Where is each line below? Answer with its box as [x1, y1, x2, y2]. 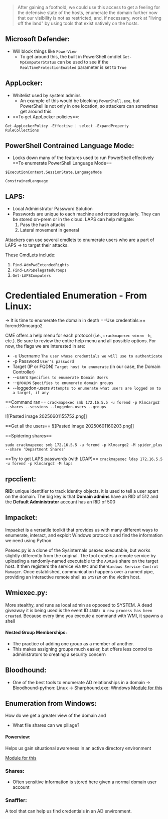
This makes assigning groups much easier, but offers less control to [12, 646, 153, 652]
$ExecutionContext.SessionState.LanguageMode [5, 170, 102, 175]
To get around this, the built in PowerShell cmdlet [20, 53, 122, 59]
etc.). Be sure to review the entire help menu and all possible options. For [5, 338, 156, 344]
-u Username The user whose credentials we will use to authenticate [12, 353, 162, 359]
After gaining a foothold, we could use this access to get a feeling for [17, 5, 160, 10]
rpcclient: [5, 475, 37, 483]
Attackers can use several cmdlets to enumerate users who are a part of [5, 237, 154, 243]
